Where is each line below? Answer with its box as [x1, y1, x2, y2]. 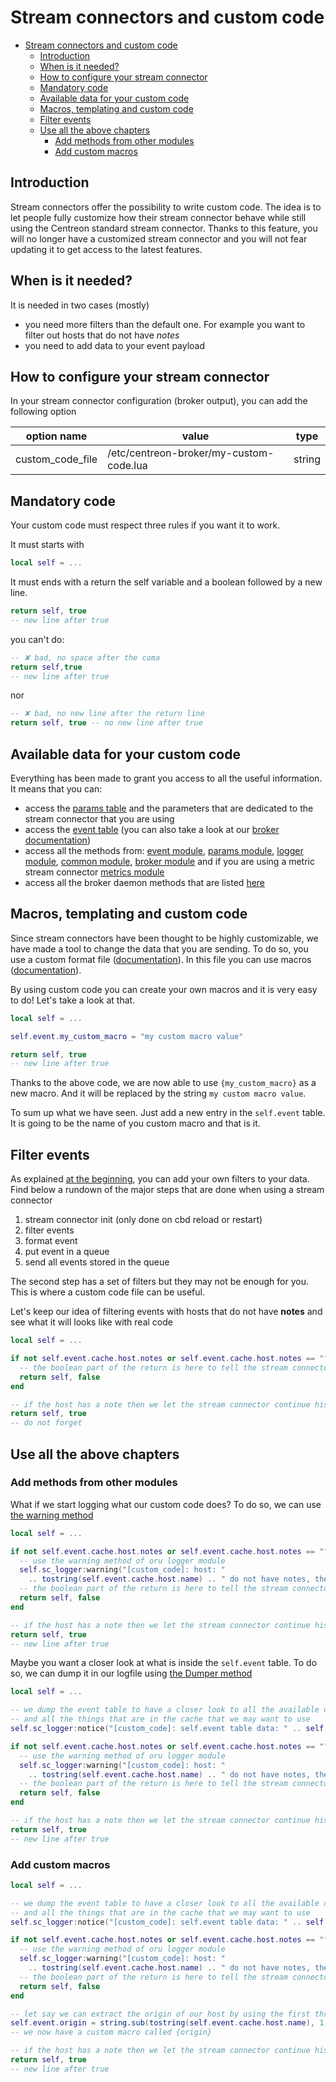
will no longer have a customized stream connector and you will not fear [10, 232, 308, 245]
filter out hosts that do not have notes [24, 329, 180, 341]
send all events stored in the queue [24, 1256, 170, 1268]
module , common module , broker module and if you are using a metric [24, 856, 315, 867]
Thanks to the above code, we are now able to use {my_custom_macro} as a [10, 1077, 317, 1089]
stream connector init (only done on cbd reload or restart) [24, 1214, 263, 1226]
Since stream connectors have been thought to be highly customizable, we [10, 932, 319, 944]
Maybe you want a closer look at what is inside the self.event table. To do [10, 1657, 318, 1669]
